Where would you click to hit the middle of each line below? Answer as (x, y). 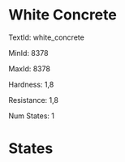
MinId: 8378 (28, 53)
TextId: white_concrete (47, 37)
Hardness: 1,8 (31, 84)
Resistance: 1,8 (34, 100)
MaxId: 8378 (30, 68)
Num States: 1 (32, 116)
